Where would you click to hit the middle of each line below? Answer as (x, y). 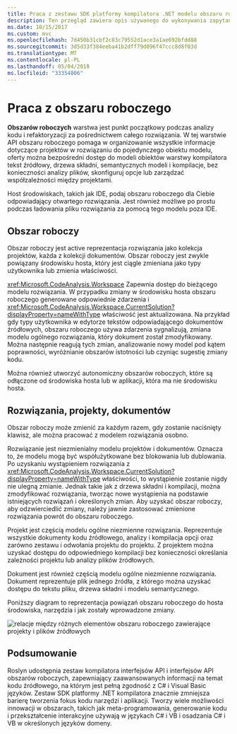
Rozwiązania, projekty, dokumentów (89, 410)
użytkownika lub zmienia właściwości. (62, 271)
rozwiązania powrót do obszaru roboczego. (71, 516)
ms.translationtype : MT (42, 54)
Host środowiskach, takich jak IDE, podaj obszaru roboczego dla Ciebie (111, 194)
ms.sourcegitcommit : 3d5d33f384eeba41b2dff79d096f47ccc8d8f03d (102, 47)
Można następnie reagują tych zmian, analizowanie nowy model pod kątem (116, 344)
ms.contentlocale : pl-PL (44, 60)
